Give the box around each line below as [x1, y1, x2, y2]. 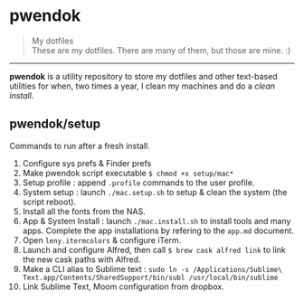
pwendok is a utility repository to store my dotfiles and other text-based [9, 71, 278, 81]
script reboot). [22, 196, 77, 207]
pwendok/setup [9, 117, 101, 132]
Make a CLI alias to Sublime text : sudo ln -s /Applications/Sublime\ [22, 263, 282, 274]
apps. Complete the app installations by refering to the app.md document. [22, 225, 294, 236]
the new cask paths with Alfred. [22, 254, 141, 265]
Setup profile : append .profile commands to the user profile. [22, 177, 255, 188]
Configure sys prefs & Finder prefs [22, 157, 152, 168]
